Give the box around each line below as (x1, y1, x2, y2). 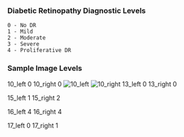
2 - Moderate (7, 34, 46, 41)
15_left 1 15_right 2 (7, 93, 60, 102)
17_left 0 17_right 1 (7, 121, 58, 130)
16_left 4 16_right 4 (7, 107, 63, 116)
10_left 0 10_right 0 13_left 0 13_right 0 (7, 79, 178, 88)
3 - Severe (7, 41, 40, 48)
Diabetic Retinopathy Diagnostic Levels (7, 6, 146, 16)
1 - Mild (7, 28, 33, 36)
